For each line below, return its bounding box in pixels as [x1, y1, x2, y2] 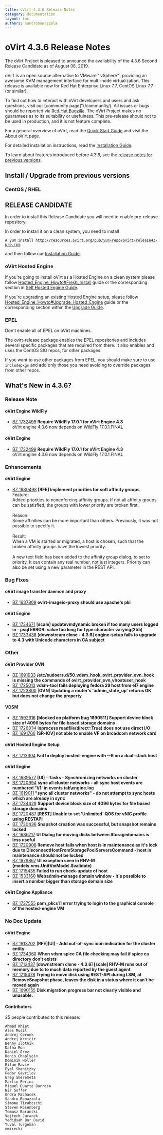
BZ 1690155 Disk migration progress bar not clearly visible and [12, 987, 141, 993]
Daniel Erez [5, 1050, 29, 1054]
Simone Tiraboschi [5, 1101, 42, 1106]
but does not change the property [12, 693, 82, 699]
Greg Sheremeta [5, 1075, 36, 1080]
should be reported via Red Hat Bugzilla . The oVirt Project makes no [5, 108, 142, 114]
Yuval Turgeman [5, 1122, 36, 1127]
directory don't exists [12, 956, 57, 962]
